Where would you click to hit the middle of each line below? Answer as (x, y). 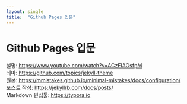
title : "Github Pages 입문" (41, 17)
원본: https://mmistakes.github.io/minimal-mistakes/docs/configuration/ (93, 80)
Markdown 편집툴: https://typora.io (48, 95)
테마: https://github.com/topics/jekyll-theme (60, 73)
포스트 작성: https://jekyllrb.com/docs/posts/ (60, 88)
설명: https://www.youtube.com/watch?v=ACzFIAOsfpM (74, 66)
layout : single (25, 12)
